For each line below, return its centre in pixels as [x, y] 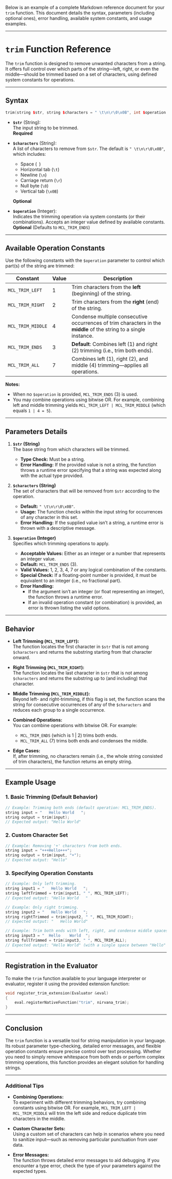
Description [118, 279]
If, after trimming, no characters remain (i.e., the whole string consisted [88, 756]
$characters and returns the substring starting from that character [82, 652]
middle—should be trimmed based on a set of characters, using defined [81, 74]
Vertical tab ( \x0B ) [39, 191]
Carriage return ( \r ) [41, 180]
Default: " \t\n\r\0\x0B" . [48, 506]
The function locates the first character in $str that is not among [81, 647]
